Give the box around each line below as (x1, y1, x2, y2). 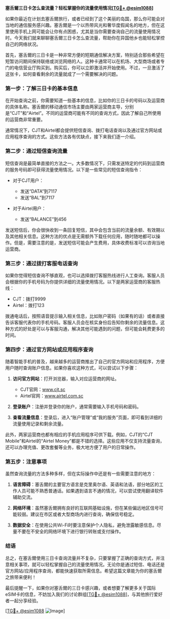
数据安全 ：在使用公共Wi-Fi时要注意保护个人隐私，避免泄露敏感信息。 (12, 522, 157, 528)
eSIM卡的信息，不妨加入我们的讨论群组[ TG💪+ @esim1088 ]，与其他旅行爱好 (5, 591, 163, 597)
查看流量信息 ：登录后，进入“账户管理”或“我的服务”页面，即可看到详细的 (12, 414, 163, 421)
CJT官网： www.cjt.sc (20, 386, 66, 393)
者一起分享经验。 (5, 597, 41, 604)
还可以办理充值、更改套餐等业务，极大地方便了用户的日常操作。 (5, 444, 138, 450)
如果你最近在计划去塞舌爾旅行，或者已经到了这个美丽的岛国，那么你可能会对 (5, 16, 165, 22)
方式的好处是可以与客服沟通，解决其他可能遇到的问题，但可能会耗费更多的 (9, 325, 165, 332)
